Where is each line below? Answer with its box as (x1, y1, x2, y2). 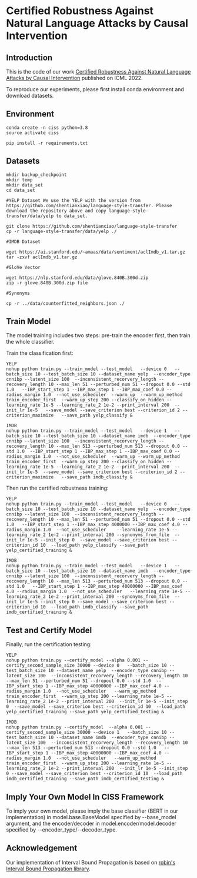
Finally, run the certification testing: (6, 641, 92, 648)
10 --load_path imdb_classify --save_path (40, 604, 149, 610)
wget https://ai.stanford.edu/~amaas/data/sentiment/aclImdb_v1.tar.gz (6, 249, 185, 255)
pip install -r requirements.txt (6, 140, 88, 146)
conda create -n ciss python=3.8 (6, 125, 88, 131)
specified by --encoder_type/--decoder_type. (6, 826, 118, 833)
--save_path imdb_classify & (61, 474, 133, 480)
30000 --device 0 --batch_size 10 (77, 663, 167, 669)
